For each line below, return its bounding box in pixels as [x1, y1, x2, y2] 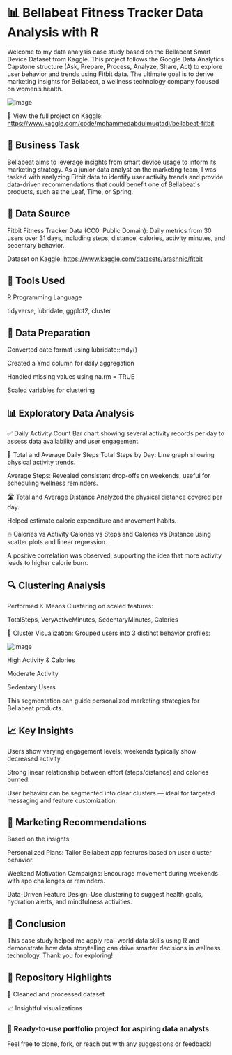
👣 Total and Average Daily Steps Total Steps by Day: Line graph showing [7, 451, 215, 458]
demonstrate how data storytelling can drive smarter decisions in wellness [7, 944, 221, 952]
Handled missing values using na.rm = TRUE [7, 373, 135, 381]
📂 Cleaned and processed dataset [7, 990, 105, 998]
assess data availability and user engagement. [7, 437, 141, 445]
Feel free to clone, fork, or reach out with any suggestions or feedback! [7, 1040, 212, 1048]
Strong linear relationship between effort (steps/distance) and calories [7, 768, 209, 776]
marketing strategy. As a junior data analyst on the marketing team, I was [7, 165, 217, 174]
